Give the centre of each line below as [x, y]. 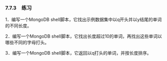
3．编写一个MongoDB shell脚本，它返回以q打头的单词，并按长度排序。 [78, 53]
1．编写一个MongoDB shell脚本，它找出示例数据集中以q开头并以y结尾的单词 [83, 20]
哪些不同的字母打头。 [27, 43]
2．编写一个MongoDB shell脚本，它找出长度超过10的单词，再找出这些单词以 [84, 36]
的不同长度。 [18, 26]
